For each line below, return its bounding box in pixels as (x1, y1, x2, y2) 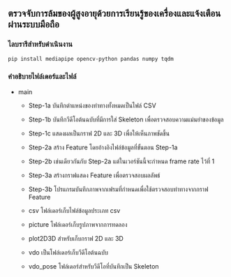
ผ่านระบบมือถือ (8, 19, 60, 31)
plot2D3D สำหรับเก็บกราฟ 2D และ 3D (28, 234, 124, 242)
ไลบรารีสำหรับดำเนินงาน (8, 40, 73, 50)
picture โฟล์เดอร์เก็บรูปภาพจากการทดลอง (28, 220, 128, 228)
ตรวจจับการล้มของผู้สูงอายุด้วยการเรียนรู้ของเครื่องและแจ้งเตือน (8, 8, 221, 20)
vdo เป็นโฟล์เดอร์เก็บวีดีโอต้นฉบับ (28, 248, 109, 256)
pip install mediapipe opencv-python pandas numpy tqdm (8, 55, 174, 62)
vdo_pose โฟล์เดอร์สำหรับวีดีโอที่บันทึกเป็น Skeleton (28, 262, 159, 270)
